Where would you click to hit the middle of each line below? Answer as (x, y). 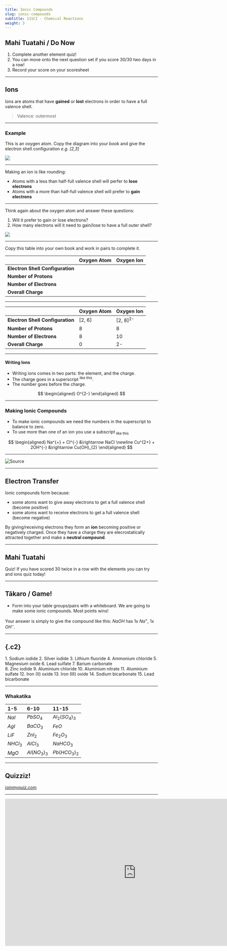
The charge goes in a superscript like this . (53, 379)
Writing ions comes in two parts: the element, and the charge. (74, 373)
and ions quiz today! (25, 574)
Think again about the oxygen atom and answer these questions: (70, 211)
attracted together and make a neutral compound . (56, 537)
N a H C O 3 (63, 744)
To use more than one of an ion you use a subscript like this (70, 432)
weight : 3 (15, 23)
